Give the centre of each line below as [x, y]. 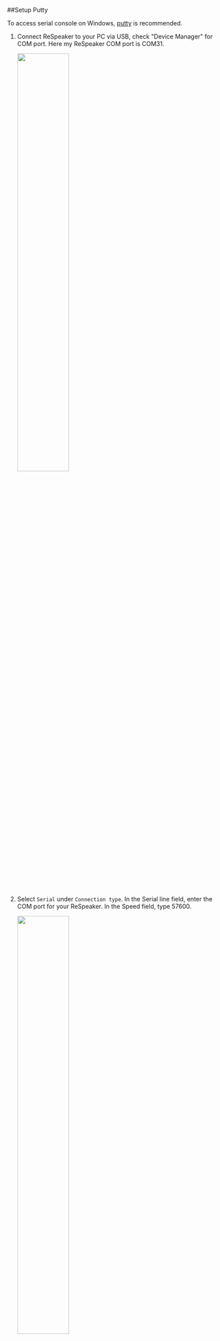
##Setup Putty [27, 10]
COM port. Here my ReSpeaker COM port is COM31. [90, 44]
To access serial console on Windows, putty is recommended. [95, 23]
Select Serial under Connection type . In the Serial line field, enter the [114, 899]
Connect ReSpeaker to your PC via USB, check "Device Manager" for [115, 36]
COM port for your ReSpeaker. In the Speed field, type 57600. [104, 906]
